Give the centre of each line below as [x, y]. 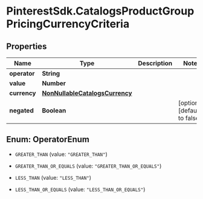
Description [155, 63]
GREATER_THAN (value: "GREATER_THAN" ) [61, 154]
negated [22, 110]
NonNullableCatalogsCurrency [87, 93]
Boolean [54, 110]
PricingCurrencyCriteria [68, 24]
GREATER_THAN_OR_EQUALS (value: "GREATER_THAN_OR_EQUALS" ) [88, 166]
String [51, 73]
